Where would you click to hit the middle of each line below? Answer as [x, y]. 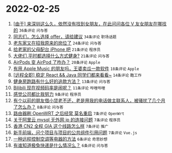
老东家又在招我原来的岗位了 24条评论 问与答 [57, 43]
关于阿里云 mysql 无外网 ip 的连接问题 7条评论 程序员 [67, 119]
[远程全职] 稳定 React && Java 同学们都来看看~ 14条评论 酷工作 [77, 75]
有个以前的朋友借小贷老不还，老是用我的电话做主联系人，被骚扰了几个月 [89, 100]
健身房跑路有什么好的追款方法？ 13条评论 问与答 [62, 81]
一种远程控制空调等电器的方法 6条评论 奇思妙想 [60, 139]
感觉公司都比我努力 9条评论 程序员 [47, 94]
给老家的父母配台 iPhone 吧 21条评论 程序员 [57, 49]
